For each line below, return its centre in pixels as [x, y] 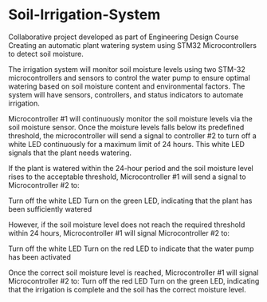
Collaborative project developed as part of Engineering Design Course [124, 37]
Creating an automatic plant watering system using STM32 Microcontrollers [133, 45]
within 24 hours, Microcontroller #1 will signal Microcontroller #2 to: [119, 232]
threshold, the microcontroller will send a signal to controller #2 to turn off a [132, 135]
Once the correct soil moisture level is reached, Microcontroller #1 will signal [133, 272]
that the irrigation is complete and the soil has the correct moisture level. [127, 289]
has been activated [40, 256]
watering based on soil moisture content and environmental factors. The [127, 86]
